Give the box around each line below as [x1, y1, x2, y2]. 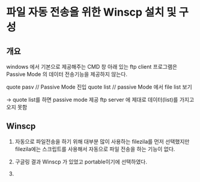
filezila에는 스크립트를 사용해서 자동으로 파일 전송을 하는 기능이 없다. [14, 145, 175, 153]
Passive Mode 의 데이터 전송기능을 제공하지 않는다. [6, 71, 128, 78]
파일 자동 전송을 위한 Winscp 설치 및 [6, 5, 177, 19]
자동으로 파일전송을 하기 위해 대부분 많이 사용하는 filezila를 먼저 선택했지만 [14, 138, 190, 145]
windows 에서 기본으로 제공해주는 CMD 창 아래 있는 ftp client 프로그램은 [6, 63, 178, 70]
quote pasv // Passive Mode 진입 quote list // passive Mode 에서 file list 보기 [6, 83, 192, 90]
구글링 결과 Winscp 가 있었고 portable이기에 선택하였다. [14, 158, 147, 165]
